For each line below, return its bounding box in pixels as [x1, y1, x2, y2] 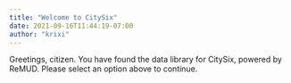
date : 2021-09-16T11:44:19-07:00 [9, 21, 134, 30]
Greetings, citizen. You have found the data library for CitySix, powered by [9, 54, 283, 65]
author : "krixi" [9, 29, 70, 38]
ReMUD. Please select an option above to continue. [9, 63, 198, 74]
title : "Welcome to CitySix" [9, 12, 118, 22]
